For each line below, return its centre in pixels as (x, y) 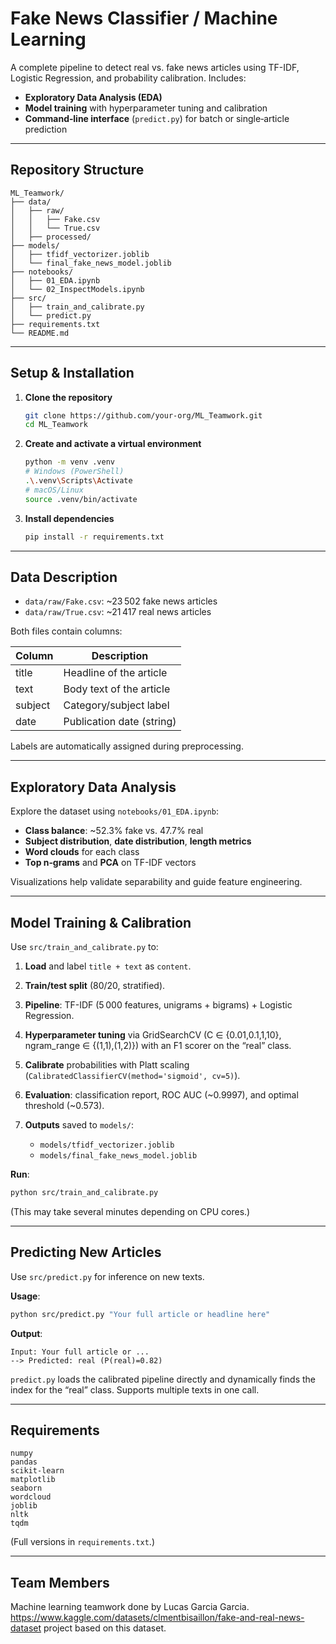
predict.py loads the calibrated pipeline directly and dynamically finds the (163, 1379)
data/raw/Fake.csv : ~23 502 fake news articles (121, 601)
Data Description (64, 577)
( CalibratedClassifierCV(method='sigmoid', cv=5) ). (132, 1075)
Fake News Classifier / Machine (144, 18)
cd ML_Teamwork (56, 425)
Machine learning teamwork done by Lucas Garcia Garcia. (130, 1607)
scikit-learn (37, 1471)
